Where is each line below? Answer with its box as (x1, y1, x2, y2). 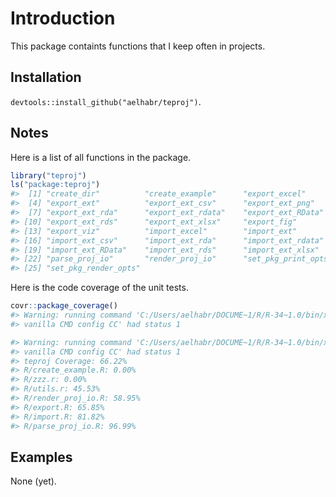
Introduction (10, 7, 116, 30)
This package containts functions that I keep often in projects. (10, 40, 266, 52)
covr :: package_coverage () (10, 301, 118, 311)
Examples (10, 448, 73, 466)
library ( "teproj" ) (10, 170, 87, 181)
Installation (10, 69, 82, 86)
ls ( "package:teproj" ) (10, 180, 101, 190)
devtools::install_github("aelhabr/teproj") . (10, 95, 202, 107)
